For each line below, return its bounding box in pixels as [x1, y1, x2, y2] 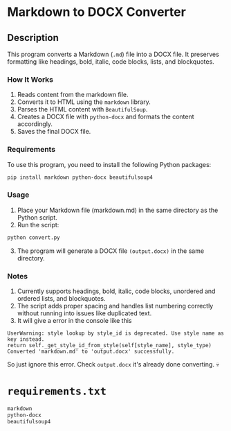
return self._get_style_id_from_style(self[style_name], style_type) [7, 342, 212, 349]
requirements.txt [7, 385, 107, 398]
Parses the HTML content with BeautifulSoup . [17, 105, 148, 114]
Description [7, 32, 59, 44]
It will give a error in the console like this [17, 316, 132, 324]
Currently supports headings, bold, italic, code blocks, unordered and [17, 287, 216, 295]
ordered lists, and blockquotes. [17, 294, 106, 302]
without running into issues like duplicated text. [17, 309, 152, 317]
